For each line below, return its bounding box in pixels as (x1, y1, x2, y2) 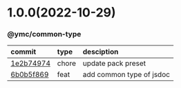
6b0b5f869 (10, 70, 49, 80)
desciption (82, 47, 119, 56)
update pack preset (82, 58, 146, 68)
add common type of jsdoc (82, 70, 171, 80)
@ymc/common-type (7, 30, 82, 39)
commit (10, 47, 37, 56)
